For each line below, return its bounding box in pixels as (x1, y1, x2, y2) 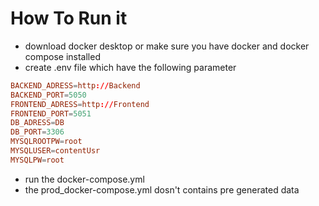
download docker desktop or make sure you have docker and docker (24, 40, 310, 52)
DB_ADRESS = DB (10, 118, 65, 128)
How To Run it (10, 7, 128, 30)
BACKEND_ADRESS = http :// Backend (10, 80, 141, 91)
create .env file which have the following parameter (24, 61, 237, 73)
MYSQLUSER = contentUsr (10, 146, 101, 156)
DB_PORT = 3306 (10, 127, 65, 137)
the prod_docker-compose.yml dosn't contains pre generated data (24, 183, 300, 196)
